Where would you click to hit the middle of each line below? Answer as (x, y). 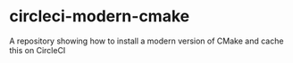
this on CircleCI (38, 50)
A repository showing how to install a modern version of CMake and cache (146, 41)
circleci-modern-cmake (100, 16)
